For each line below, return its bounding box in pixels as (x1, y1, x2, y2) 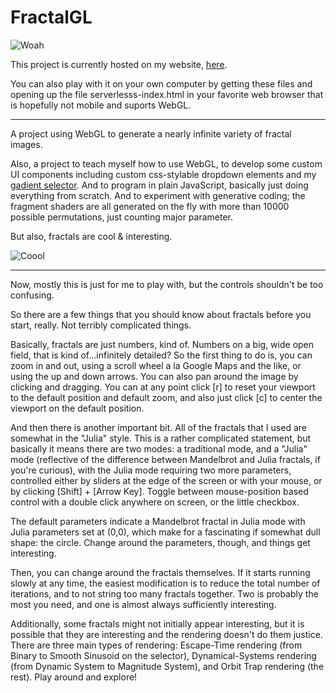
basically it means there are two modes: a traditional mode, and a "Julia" (10, 442, 308, 455)
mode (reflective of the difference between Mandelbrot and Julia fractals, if (10, 453, 321, 465)
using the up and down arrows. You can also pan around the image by (10, 370, 299, 382)
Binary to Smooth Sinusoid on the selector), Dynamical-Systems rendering (10, 649, 317, 661)
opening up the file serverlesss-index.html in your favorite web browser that (10, 88, 324, 100)
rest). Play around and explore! (10, 671, 138, 683)
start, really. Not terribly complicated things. (10, 319, 192, 331)
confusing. (10, 289, 55, 301)
